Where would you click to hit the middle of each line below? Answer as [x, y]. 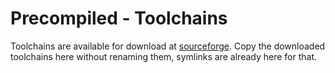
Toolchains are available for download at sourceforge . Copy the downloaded [168, 46]
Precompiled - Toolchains [119, 18]
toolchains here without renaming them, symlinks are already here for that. [164, 56]
